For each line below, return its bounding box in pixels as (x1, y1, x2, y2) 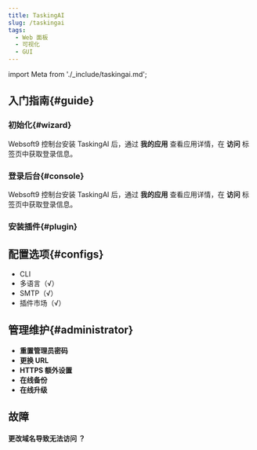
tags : (8, 26, 26, 34)
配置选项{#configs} (8, 248, 104, 262)
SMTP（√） (19, 288, 58, 298)
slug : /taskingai (8, 19, 65, 27)
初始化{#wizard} (8, 119, 72, 130)
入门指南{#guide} (8, 94, 95, 108)
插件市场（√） (19, 298, 66, 307)
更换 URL (19, 355, 49, 365)
